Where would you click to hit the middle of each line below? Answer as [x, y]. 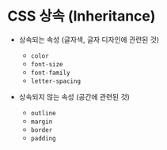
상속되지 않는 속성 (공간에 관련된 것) [74, 96]
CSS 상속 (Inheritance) [82, 16]
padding [43, 138]
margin [42, 122]
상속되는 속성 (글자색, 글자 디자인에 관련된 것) [89, 39]
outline [43, 113]
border [42, 130]
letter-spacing [55, 81]
